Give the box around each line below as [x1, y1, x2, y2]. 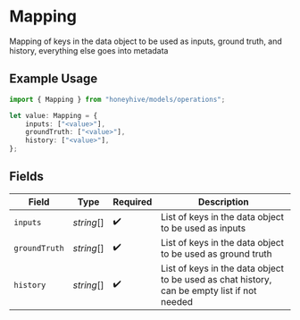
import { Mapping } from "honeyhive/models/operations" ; [9, 95, 226, 104]
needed [160, 295, 194, 307]
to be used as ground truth [160, 248, 272, 260]
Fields [9, 169, 45, 184]
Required [112, 195, 153, 207]
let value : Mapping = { [9, 111, 98, 120]
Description [197, 195, 249, 207]
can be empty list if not [160, 284, 257, 297]
